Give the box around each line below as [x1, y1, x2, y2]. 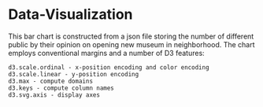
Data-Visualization [8, 6, 133, 24]
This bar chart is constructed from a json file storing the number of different [8, 31, 254, 41]
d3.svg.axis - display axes [8, 90, 101, 99]
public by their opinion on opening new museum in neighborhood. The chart [8, 39, 255, 49]
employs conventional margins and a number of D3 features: [8, 48, 205, 57]
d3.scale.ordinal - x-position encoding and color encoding [8, 63, 210, 72]
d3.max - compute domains [8, 77, 93, 85]
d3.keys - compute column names [8, 84, 114, 92]
